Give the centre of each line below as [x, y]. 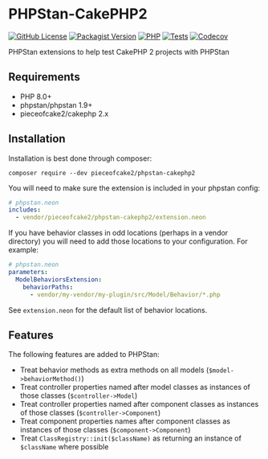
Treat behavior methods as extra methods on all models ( [114, 370]
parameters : [28, 273]
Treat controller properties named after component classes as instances [139, 404]
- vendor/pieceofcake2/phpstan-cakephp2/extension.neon [111, 218]
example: [23, 250]
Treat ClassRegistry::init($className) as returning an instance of [131, 438]
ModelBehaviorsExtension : [59, 279]
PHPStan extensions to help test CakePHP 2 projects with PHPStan [119, 51]
